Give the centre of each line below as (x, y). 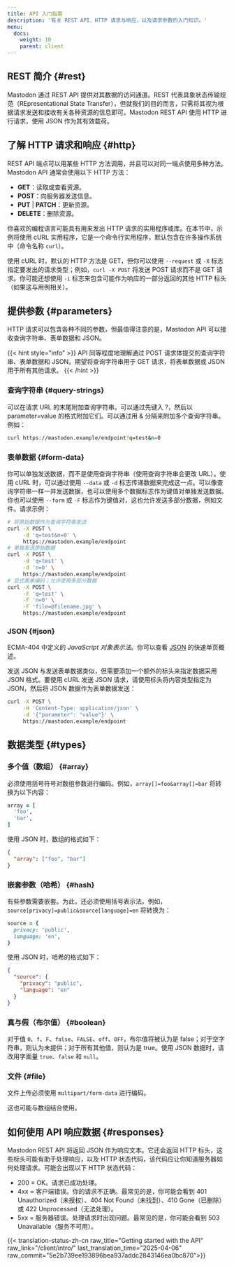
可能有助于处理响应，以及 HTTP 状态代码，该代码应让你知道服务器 (121, 1159)
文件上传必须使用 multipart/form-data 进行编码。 (79, 1093)
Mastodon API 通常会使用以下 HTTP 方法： (69, 172)
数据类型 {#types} (47, 745)
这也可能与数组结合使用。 (44, 1108)
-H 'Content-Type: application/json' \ (81, 709)
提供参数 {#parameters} (60, 312)
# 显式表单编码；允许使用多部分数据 (52, 580)
